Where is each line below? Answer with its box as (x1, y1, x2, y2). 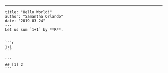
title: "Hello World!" (5, 10, 52, 15)
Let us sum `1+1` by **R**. (5, 27, 64, 32)
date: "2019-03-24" (5, 18, 46, 23)
